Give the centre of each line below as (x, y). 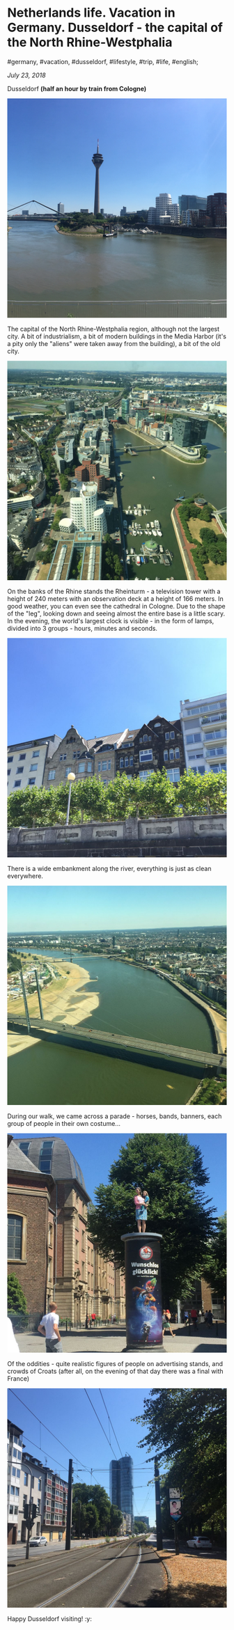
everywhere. (25, 876)
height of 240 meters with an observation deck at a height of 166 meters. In (116, 598)
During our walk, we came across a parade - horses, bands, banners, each (115, 1116)
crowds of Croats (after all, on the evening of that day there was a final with (116, 1371)
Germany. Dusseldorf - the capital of (115, 28)
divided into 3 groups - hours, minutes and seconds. (83, 628)
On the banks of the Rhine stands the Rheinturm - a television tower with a (114, 591)
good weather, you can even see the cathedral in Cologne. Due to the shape (117, 606)
